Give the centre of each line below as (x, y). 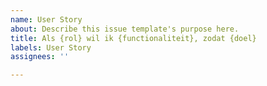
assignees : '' (40, 57)
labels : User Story (51, 47)
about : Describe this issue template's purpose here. (125, 29)
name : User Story (46, 19)
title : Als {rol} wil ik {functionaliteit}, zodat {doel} (133, 38)
